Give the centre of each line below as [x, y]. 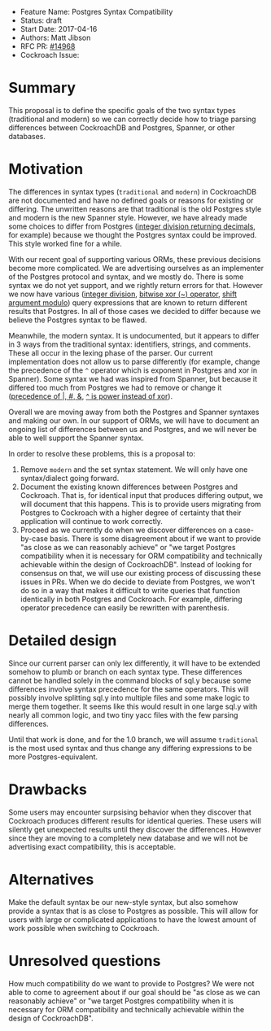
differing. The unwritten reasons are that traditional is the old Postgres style [135, 209]
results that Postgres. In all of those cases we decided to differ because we [135, 311]
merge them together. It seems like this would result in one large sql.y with [133, 706]
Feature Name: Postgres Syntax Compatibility [96, 12]
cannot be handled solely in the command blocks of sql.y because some [130, 680]
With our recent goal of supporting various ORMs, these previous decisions [135, 259]
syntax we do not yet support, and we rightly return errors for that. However [135, 285]
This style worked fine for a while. [65, 243]
